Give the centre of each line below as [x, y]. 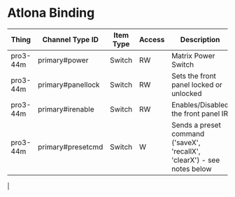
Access [152, 39]
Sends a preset [196, 125]
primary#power [63, 60]
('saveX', [186, 142]
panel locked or [197, 84]
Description [200, 39]
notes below [191, 168]
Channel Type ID [71, 39]
